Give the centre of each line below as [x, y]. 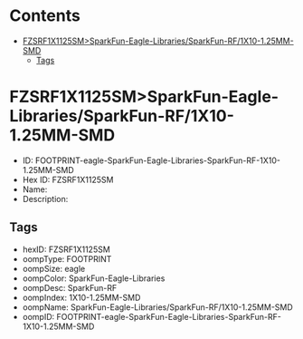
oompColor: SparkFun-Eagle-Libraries [94, 278]
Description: [45, 199]
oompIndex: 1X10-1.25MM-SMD [81, 297]
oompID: [38, 316]
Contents [45, 16]
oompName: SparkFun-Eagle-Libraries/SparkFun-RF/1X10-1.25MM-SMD [158, 307]
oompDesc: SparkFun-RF [70, 287]
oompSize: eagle [54, 268]
